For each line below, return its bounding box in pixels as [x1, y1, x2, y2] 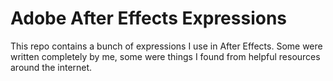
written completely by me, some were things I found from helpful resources [10, 50, 321, 62]
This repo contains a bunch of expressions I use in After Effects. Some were [10, 40, 323, 52]
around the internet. [10, 61, 93, 73]
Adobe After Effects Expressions [10, 7, 288, 30]
